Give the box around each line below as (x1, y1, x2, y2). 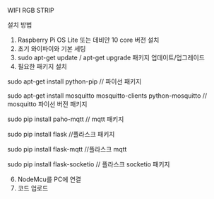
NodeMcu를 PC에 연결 (17, 175, 81, 183)
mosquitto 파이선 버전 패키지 (7, 100, 88, 108)
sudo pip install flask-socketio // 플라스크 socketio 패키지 (7, 160, 170, 169)
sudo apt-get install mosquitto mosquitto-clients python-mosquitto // (7, 91, 208, 100)
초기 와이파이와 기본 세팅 (17, 45, 86, 52)
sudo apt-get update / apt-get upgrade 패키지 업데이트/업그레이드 (17, 53, 205, 62)
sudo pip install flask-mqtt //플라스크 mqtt (7, 145, 127, 153)
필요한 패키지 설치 (17, 62, 67, 70)
